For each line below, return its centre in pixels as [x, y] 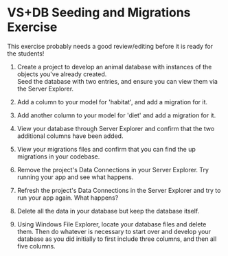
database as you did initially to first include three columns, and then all [117, 239]
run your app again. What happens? [68, 198]
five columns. [36, 246]
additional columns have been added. [70, 136]
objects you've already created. [62, 74]
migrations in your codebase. [58, 156]
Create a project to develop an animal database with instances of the [114, 67]
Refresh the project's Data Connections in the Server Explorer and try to [119, 190]
